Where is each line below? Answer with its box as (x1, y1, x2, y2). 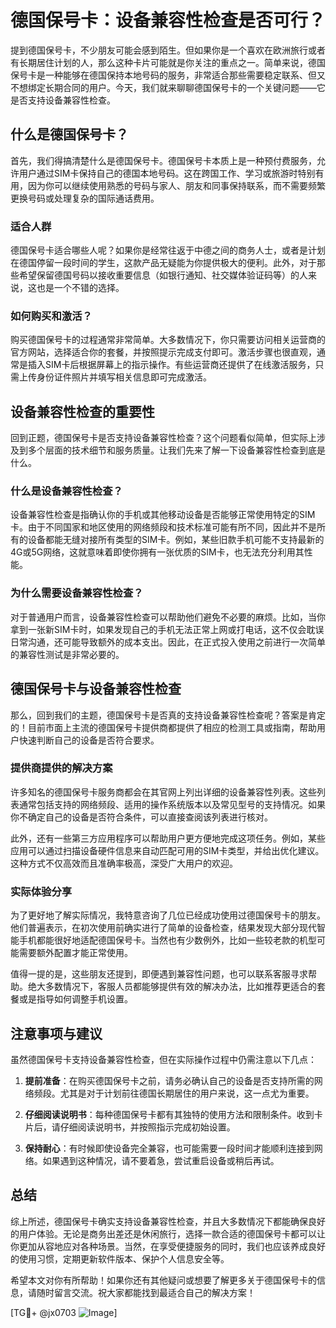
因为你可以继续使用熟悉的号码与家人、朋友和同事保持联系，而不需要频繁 (27, 179, 326, 191)
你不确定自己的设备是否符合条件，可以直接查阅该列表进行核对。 (10, 811, 273, 823)
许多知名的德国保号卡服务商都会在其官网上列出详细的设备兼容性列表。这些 (10, 786, 317, 798)
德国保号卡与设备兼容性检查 (10, 681, 182, 698)
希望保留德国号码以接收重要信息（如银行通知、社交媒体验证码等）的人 (18, 269, 308, 281)
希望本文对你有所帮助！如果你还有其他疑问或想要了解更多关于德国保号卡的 (10, 1274, 317, 1286)
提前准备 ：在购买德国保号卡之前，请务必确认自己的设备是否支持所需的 (24, 1074, 315, 1086)
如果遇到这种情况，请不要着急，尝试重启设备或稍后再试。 (42, 1154, 280, 1166)
